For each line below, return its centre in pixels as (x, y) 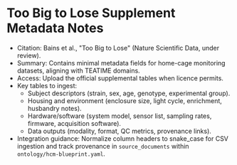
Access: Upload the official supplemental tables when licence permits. (120, 78)
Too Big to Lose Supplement (91, 13)
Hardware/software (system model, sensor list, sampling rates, (120, 116)
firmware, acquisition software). (74, 123)
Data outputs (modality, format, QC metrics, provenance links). (119, 131)
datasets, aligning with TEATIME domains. (78, 70)
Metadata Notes (55, 28)
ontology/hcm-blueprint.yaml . (61, 154)
